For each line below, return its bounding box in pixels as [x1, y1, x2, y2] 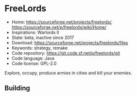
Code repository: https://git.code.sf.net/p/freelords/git [11, 50, 120, 56]
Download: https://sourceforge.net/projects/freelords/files [11, 39, 128, 45]
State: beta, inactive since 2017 [11, 35, 74, 40]
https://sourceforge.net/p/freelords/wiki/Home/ [11, 24, 106, 30]
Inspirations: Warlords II [11, 29, 59, 35]
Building [4, 84, 30, 93]
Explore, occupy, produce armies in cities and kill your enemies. [4, 70, 132, 76]
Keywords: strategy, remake [11, 45, 68, 51]
